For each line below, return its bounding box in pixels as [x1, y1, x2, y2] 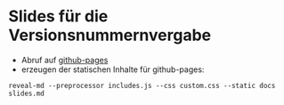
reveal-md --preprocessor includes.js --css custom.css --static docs [8, 81, 276, 90]
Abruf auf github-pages [20, 54, 109, 65]
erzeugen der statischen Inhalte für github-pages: [20, 64, 205, 75]
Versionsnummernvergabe [8, 25, 211, 45]
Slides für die [8, 6, 109, 27]
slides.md [8, 89, 45, 98]
